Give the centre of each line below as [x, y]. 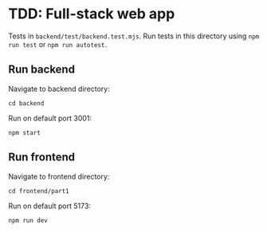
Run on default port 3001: [50, 118]
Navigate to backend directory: [59, 88]
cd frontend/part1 [39, 191]
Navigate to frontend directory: [59, 176]
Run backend [42, 70]
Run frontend [42, 157]
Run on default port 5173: [50, 206]
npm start [25, 132]
